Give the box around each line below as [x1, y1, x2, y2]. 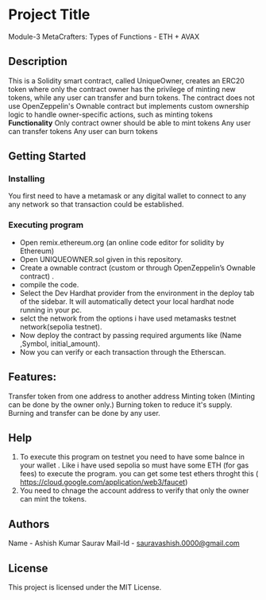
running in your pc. [19, 305, 82, 314]
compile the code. [19, 279, 79, 289]
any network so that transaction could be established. [8, 200, 184, 210]
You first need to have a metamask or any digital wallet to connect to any [8, 191, 247, 201]
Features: [8, 371, 57, 384]
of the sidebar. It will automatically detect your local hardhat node [19, 296, 234, 306]
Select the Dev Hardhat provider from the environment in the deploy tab [19, 288, 255, 298]
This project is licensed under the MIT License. [8, 582, 162, 592]
